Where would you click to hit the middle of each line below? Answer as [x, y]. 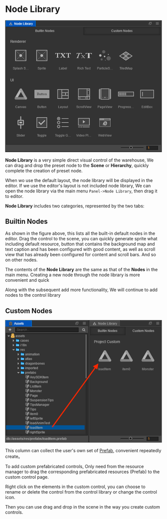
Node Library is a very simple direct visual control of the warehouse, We [80, 160]
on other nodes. [22, 260]
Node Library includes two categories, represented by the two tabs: [75, 206]
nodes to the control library [33, 295]
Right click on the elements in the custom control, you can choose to [75, 487]
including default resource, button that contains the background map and [80, 244]
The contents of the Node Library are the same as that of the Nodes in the [82, 270]
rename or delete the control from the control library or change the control [81, 492]
